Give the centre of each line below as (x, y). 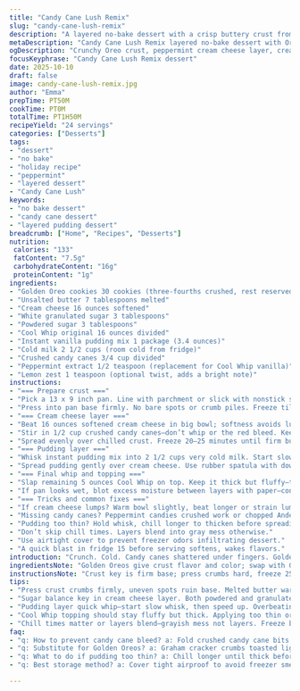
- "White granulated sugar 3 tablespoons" (89, 316)
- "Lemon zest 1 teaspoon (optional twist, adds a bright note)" (133, 375)
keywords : (28, 200)
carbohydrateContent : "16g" (65, 267)
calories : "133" (43, 250)
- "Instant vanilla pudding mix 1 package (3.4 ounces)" (117, 341)
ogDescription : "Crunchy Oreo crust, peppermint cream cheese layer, (142, 51)
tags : (19, 142)
